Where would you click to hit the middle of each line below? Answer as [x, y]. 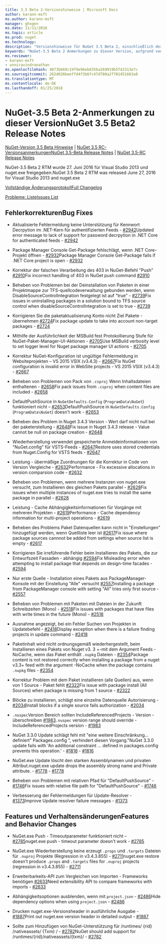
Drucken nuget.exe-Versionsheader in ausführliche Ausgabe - [76, 911]
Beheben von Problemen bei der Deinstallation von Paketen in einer [81, 285]
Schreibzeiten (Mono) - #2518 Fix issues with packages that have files [83, 609]
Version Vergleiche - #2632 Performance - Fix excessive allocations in [83, 467]
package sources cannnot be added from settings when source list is [83, 538]
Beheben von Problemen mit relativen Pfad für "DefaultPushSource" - [83, 780]
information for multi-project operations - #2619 [61, 518]
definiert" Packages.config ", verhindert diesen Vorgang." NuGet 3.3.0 [83, 740]
